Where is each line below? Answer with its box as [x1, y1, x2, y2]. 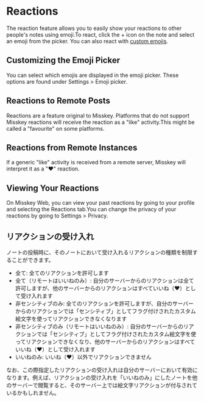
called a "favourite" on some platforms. [6, 125, 105, 132]
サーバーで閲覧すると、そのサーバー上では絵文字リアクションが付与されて [11, 382, 198, 389]
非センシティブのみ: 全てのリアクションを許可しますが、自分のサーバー [15, 300, 194, 307]
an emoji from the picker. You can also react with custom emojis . [6, 37, 169, 45]
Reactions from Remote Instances [6, 142, 138, 153]
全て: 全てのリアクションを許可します [15, 269, 110, 276]
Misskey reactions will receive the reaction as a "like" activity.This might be [6, 118, 195, 126]
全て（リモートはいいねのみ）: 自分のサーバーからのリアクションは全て [15, 277, 194, 284]
